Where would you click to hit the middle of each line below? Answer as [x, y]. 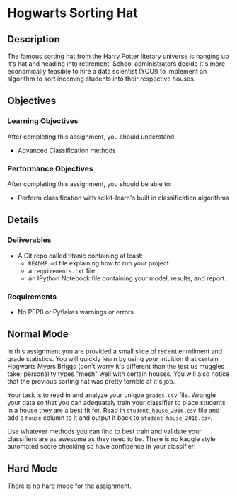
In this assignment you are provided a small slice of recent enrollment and [115, 351]
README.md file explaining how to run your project [99, 263]
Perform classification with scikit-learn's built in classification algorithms [123, 198]
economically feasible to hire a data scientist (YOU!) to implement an [107, 71]
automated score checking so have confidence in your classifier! [102, 446]
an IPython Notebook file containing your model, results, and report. [127, 278]
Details [23, 220]
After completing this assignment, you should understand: [92, 137]
